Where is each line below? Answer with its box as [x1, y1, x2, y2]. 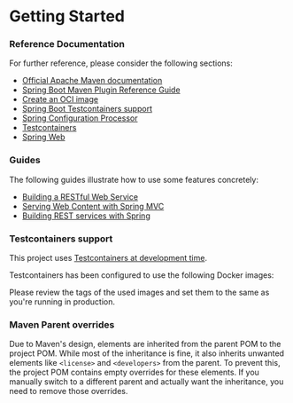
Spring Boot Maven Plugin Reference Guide [21, 84, 181, 95]
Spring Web [21, 131, 66, 143]
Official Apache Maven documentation [21, 75, 163, 86]
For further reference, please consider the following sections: [9, 58, 233, 68]
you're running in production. [9, 296, 116, 307]
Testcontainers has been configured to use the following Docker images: [9, 270, 274, 281]
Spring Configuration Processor [21, 113, 138, 123]
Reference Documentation [9, 38, 126, 51]
